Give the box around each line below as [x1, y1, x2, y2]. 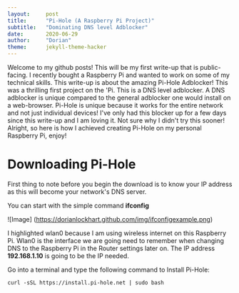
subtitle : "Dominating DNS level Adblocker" [7, 24, 148, 31]
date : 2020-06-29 [7, 30, 78, 38]
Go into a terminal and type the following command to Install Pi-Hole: [7, 265, 210, 274]
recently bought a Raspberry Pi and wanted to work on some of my [32, 71, 230, 79]
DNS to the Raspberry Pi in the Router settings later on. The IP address [7, 244, 215, 252]
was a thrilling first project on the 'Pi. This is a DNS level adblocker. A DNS [7, 86, 225, 94]
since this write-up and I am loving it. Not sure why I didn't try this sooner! [7, 116, 225, 125]
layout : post [7, 10, 59, 18]
